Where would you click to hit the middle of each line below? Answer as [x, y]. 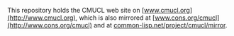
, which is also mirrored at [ [115, 18]
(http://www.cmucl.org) [41, 18]
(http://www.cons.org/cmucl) [50, 25]
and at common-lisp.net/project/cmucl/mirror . [160, 25]
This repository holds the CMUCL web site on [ [76, 10]
